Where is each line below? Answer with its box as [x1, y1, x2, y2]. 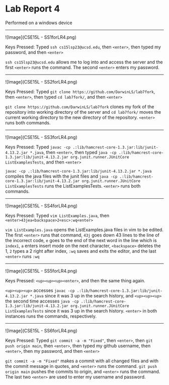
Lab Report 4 [5, 3, 60, 15]
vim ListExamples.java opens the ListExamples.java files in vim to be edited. [5, 226, 163, 233]
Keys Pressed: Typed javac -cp [5, 144, 71, 150]
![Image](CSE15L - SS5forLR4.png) [5, 268, 77, 274]
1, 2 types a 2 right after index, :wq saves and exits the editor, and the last [5, 248, 157, 254]
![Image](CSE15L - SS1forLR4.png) [5, 34, 77, 40]
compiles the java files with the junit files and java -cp [5, 173, 118, 179]
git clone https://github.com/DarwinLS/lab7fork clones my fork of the [5, 104, 154, 110]
